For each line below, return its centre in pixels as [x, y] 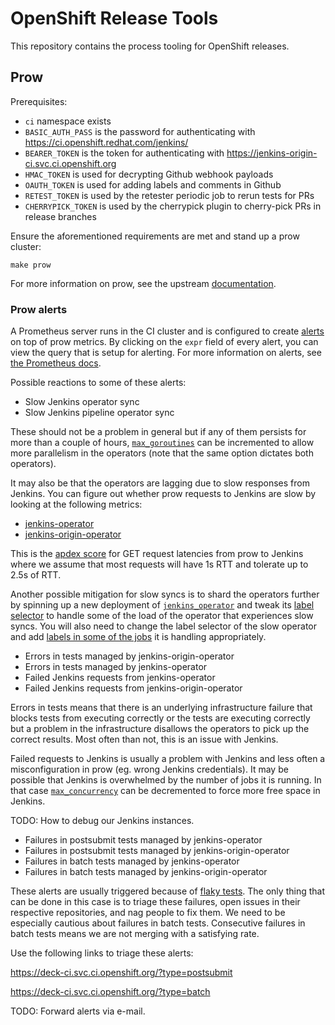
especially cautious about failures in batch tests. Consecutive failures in [158, 923]
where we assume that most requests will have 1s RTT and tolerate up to [159, 564]
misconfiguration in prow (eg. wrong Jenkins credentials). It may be [149, 769]
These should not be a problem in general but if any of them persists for [158, 432]
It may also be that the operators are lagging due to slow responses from [160, 483]
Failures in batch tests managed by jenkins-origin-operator [146, 872]
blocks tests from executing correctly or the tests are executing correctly [160, 718]
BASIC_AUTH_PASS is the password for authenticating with [140, 131]
